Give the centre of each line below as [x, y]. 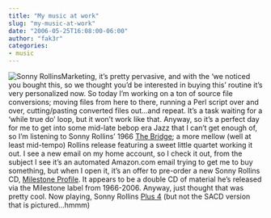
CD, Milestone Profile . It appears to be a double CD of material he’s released [135, 179]
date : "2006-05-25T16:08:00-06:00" [68, 31]
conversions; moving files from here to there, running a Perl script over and [133, 102]
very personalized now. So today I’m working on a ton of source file [121, 93]
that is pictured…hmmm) [49, 205]
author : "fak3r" [36, 38]
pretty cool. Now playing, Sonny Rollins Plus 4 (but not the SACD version [129, 196]
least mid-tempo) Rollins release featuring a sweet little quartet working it [131, 145]
